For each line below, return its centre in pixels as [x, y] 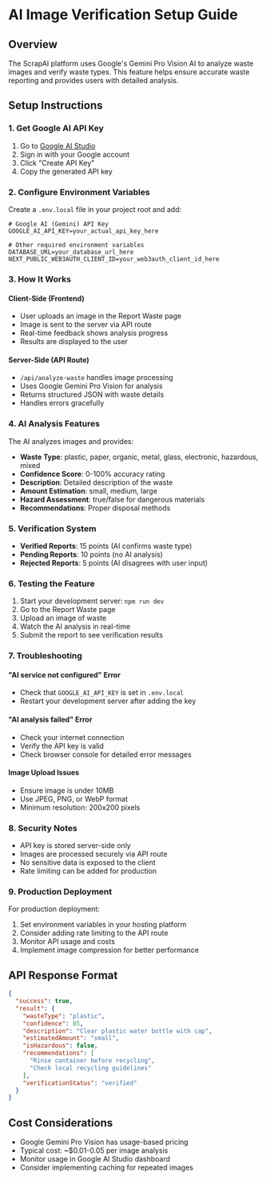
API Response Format [63, 975]
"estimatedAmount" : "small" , [71, 1038]
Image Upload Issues [44, 773]
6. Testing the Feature [52, 583]
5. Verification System [52, 528]
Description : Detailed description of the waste [96, 482]
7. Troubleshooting [45, 656]
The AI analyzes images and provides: [71, 441]
